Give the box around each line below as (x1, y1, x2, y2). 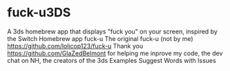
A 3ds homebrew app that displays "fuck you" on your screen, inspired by (7, 27, 218, 35)
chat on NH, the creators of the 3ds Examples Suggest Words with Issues (7, 56, 216, 64)
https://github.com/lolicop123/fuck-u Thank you (7, 42, 144, 50)
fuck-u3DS (7, 5, 71, 20)
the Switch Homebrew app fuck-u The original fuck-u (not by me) (7, 34, 193, 42)
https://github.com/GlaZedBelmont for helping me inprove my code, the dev (7, 49, 223, 57)
